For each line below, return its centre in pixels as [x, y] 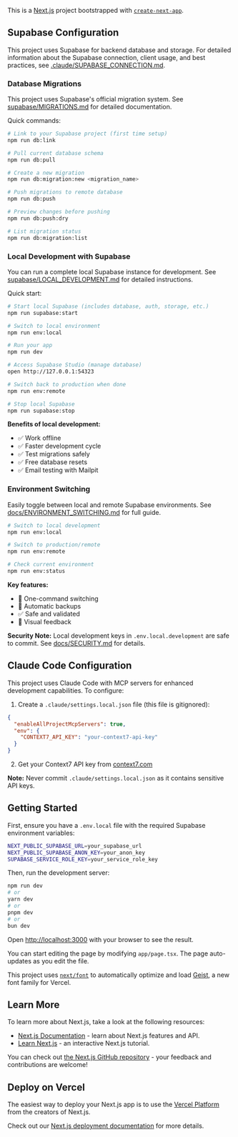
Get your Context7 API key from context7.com [85, 764]
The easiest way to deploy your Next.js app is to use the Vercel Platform [114, 1105]
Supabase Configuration [63, 32]
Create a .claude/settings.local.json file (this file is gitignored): [114, 704]
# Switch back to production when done [67, 384]
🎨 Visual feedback [44, 621]
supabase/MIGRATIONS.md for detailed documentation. [90, 107]
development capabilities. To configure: [66, 690]
